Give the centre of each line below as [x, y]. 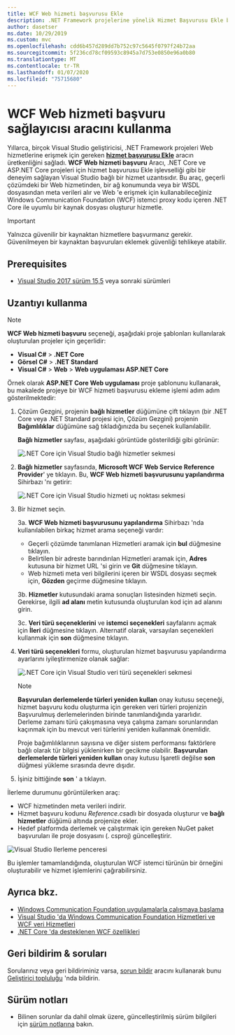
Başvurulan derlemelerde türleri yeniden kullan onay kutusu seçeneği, [121, 699]
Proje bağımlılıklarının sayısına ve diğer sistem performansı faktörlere [116, 743]
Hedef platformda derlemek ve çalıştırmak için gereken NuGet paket [115, 828]
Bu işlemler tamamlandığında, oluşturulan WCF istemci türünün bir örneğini [115, 863]
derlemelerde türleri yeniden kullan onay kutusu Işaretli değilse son [116, 758]
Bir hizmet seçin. [42, 509]
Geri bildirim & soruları [57, 954]
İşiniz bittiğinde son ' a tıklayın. [62, 779]
